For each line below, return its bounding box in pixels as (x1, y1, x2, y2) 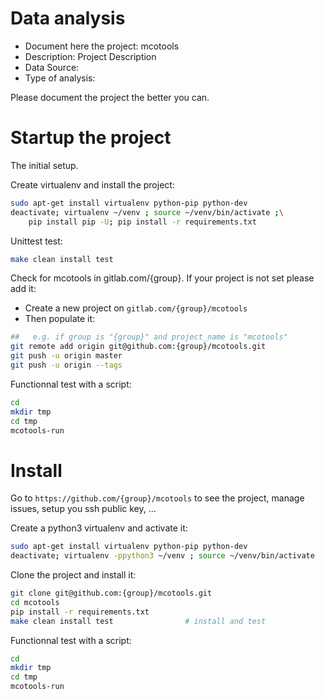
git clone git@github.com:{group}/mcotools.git (10, 588, 213, 599)
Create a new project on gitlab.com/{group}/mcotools (24, 302, 248, 314)
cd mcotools (10, 597, 60, 607)
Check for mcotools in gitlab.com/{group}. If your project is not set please (10, 272, 315, 284)
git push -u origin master (10, 351, 123, 361)
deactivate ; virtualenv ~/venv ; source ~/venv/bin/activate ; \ (10, 207, 284, 217)
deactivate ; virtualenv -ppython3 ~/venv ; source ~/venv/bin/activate (10, 551, 315, 561)
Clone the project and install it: (10, 569, 137, 581)
